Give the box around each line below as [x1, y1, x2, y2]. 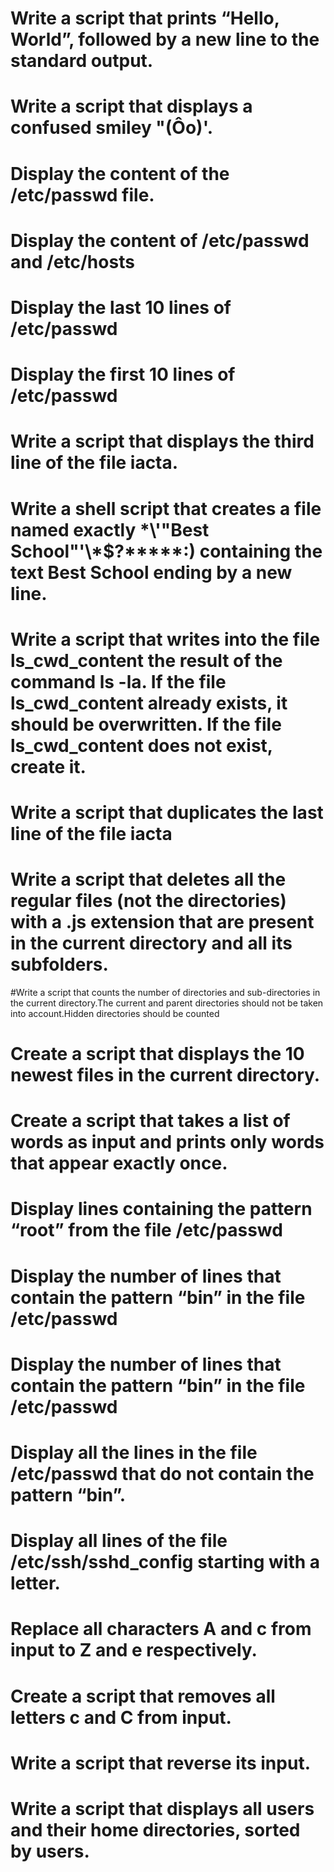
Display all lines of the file [10, 1530, 228, 1552]
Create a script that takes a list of [10, 1110, 291, 1132]
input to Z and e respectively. [10, 1639, 258, 1662]
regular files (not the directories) [10, 890, 287, 912]
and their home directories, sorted [10, 1818, 301, 1841]
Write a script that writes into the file [10, 628, 321, 651]
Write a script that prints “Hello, [10, 7, 280, 30]
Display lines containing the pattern [10, 1198, 313, 1221]
